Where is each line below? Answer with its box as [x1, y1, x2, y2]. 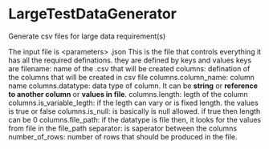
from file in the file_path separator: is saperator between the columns [8, 123, 238, 133]
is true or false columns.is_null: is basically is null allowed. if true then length [8, 106, 261, 116]
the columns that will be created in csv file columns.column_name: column [8, 72, 255, 82]
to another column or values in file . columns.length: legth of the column [8, 89, 249, 99]
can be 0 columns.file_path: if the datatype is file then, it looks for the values [8, 115, 262, 124]
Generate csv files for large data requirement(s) [8, 31, 166, 41]
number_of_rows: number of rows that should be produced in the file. [8, 131, 238, 141]
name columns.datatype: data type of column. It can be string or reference [8, 81, 259, 91]
